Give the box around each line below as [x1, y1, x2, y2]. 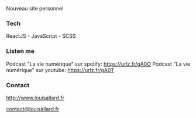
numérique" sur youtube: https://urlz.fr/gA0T [6, 66, 115, 73]
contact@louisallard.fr [6, 105, 60, 112]
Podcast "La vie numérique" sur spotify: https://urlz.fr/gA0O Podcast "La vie [6, 60, 191, 67]
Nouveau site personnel [6, 5, 64, 12]
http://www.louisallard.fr [6, 94, 64, 101]
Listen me [6, 47, 35, 55]
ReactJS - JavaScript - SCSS [6, 33, 76, 40]
